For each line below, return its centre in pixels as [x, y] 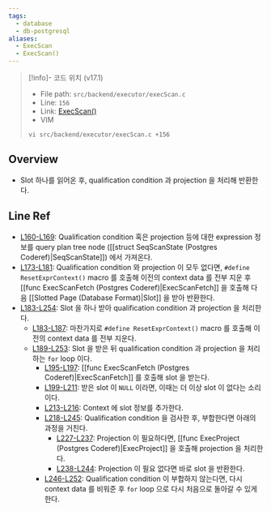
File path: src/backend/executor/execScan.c [113, 94]
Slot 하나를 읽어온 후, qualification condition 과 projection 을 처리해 [128, 180]
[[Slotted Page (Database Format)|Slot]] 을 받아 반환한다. [122, 298]
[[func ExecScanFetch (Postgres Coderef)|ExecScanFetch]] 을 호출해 [134, 287]
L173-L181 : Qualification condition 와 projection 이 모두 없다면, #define [135, 267]
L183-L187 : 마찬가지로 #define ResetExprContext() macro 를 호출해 [142, 328]
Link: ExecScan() [68, 111]
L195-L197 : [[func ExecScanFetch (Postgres [117, 367]
